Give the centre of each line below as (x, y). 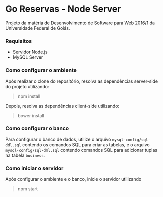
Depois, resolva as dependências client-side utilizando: (62, 106)
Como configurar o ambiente (41, 70)
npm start (27, 189)
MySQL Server (28, 57)
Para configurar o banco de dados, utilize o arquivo (58, 139)
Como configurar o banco (37, 128)
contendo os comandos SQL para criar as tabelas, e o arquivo (86, 145)
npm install (29, 96)
